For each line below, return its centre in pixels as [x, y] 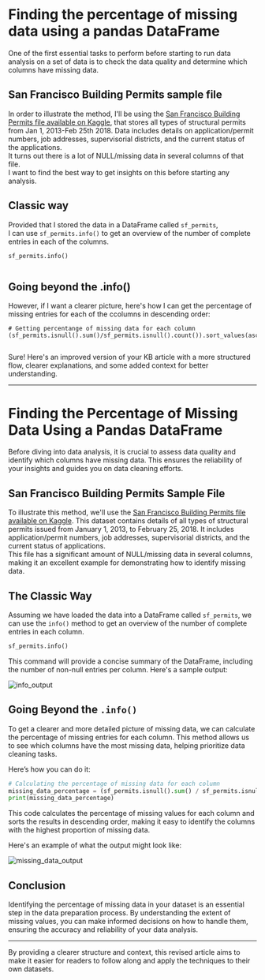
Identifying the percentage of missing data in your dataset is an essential [126, 904]
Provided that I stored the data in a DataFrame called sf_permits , [113, 224]
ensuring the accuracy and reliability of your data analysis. [103, 930]
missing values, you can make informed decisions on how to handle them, [128, 922]
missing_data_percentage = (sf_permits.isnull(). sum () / [104, 791]
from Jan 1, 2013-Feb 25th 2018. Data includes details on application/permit [131, 130]
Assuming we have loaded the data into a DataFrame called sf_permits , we [130, 615]
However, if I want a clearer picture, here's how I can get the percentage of [130, 306]
